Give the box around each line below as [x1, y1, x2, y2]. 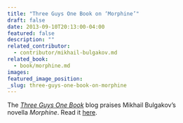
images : [7, 68, 30, 75]
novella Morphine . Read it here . [7, 108, 97, 117]
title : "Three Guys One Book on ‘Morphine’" [7, 10, 140, 17]
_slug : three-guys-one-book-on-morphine [7, 82, 128, 89]
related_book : [7, 56, 49, 63]
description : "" [7, 36, 55, 43]
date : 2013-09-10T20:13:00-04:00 [7, 23, 105, 30]
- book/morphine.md [13, 62, 71, 69]
